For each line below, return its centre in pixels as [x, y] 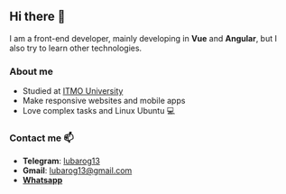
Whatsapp [42, 180]
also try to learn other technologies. [76, 48]
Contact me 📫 [42, 138]
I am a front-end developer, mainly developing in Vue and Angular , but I [143, 38]
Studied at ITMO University [73, 91]
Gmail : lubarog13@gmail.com [77, 171]
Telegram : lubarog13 [61, 161]
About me [32, 71]
